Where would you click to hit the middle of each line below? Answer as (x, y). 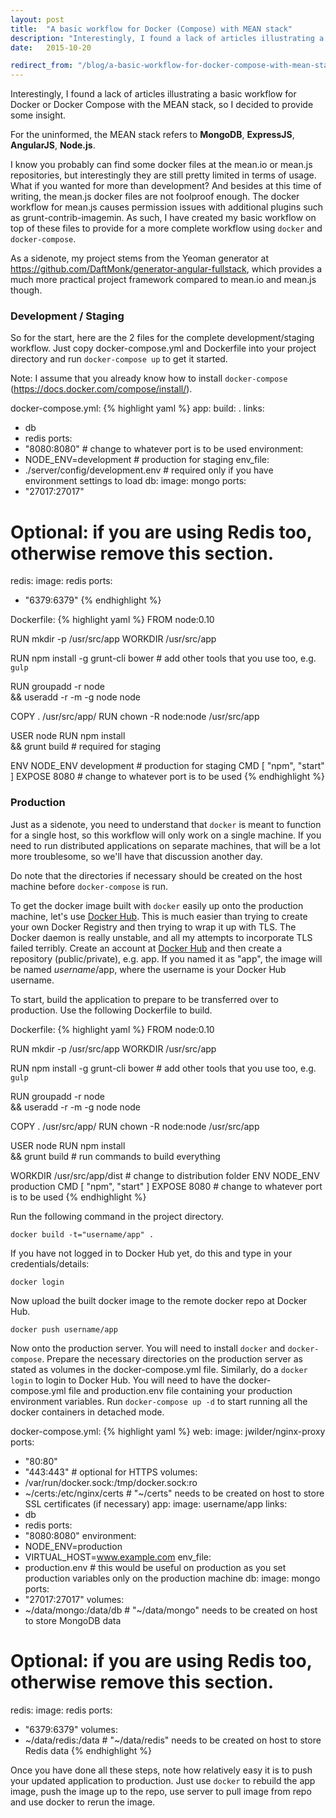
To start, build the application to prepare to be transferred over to (144, 999)
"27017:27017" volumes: (74, 1599)
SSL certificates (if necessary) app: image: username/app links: (156, 1503)
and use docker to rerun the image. (83, 1802)
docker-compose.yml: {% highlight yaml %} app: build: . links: (137, 408)
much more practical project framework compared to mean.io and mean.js (163, 280)
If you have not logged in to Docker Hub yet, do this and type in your (151, 1253)
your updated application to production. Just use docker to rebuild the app (163, 1780)
